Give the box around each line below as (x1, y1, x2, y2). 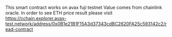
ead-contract (5, 26, 33, 32)
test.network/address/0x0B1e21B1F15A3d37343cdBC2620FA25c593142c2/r (5, 21, 167, 27)
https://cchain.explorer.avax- (5, 15, 67, 21)
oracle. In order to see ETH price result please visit (5, 10, 113, 16)
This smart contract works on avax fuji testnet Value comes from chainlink (5, 5, 162, 10)
